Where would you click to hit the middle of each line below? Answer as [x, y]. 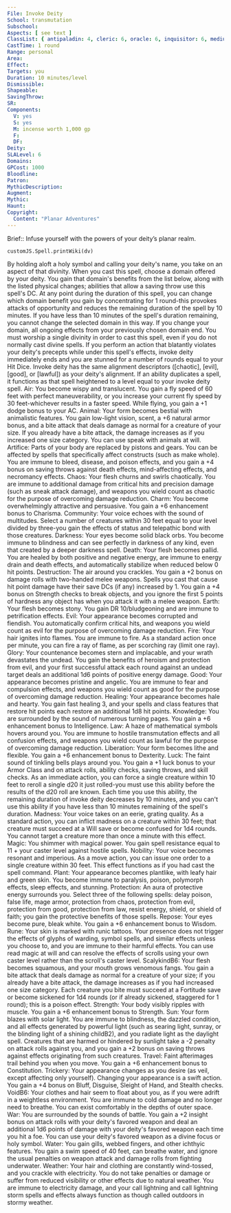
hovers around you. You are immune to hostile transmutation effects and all [113, 733]
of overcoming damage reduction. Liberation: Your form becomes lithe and [113, 748]
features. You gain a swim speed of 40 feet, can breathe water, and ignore [112, 1151]
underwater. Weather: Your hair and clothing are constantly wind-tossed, [110, 1165]
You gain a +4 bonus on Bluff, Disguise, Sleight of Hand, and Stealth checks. [115, 1085]
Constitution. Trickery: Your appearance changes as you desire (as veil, [108, 1070]
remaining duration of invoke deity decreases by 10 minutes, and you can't [113, 799]
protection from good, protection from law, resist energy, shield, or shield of [114, 909]
